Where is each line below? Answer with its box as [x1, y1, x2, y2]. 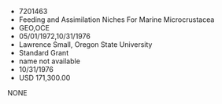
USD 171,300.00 [18, 74, 71, 82]
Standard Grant [18, 48, 68, 57]
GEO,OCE [18, 23, 50, 32]
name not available [18, 56, 80, 66]
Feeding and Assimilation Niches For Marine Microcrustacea [18, 15, 215, 24]
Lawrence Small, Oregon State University [18, 40, 153, 49]
